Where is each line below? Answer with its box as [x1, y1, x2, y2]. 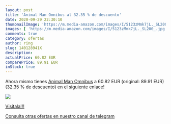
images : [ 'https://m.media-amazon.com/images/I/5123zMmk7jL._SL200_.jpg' [5, 27, 167, 32]
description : [5, 50, 33, 55]
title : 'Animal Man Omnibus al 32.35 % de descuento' [5, 12, 122, 17]
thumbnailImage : [5, 21, 40, 27]
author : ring [5, 41, 33, 46]
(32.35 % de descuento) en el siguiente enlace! [5, 84, 105, 90]
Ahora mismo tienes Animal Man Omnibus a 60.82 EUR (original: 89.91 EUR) [5, 79, 164, 85]
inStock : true [5, 64, 36, 69]
